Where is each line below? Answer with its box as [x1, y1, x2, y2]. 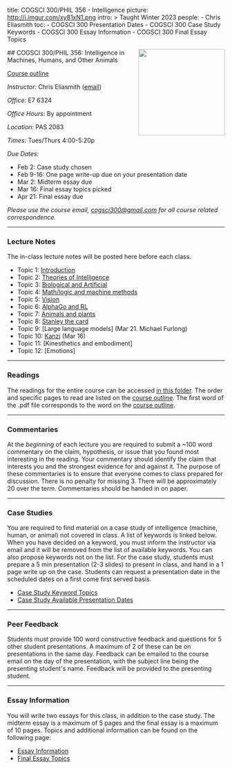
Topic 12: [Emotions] [17, 347, 76, 355]
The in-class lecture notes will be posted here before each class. [7, 252, 192, 261]
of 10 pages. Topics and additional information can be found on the [7, 725, 198, 734]
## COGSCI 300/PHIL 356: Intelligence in [7, 48, 125, 57]
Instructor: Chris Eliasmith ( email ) [7, 83, 102, 91]
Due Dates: [7, 150, 39, 158]
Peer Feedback [7, 620, 59, 629]
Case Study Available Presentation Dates [17, 596, 133, 604]
